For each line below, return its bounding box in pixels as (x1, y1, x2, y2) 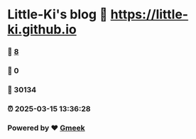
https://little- (110, 6, 189, 23)
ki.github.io (7, 21, 77, 38)
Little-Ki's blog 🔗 (7, 6, 108, 23)
